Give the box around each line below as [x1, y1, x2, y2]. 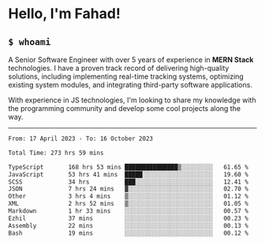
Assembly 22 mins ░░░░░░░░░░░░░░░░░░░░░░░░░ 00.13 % [8, 221, 248, 229]
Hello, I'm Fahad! [8, 5, 121, 23]
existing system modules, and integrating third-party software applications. [8, 80, 252, 89]
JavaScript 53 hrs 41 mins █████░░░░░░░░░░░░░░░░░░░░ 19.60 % [8, 170, 248, 178]
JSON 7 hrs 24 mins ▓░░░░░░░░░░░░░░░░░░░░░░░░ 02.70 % [8, 185, 248, 193]
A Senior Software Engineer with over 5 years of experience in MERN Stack [8, 55, 254, 64]
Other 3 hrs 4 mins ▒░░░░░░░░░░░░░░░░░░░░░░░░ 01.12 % [8, 192, 248, 201]
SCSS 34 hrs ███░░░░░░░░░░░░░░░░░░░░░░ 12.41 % [8, 178, 248, 186]
